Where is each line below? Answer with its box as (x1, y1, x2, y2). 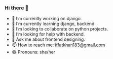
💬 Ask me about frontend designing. (11, 36, 85, 42)
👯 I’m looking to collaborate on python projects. (11, 26, 108, 32)
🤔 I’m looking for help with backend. (11, 31, 85, 37)
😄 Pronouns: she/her (11, 49, 55, 55)
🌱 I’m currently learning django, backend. (11, 21, 96, 27)
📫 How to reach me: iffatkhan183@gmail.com (11, 42, 106, 48)
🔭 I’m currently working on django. (11, 16, 82, 22)
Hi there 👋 (4, 4, 29, 11)
